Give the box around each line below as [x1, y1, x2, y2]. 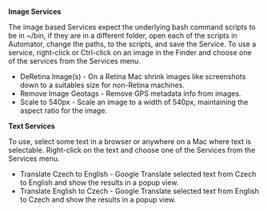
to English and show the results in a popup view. [19, 178, 179, 187]
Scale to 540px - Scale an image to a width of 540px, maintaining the [19, 98, 249, 106]
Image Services [8, 7, 62, 16]
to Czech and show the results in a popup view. [19, 195, 177, 204]
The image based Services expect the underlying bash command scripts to [8, 22, 256, 31]
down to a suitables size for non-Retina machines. [19, 80, 185, 90]
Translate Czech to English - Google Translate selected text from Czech [19, 170, 257, 178]
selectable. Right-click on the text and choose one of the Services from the [8, 146, 256, 154]
